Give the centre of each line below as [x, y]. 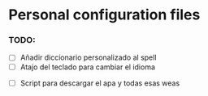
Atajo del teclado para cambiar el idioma [88, 67]
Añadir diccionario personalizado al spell [88, 57]
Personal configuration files [104, 15]
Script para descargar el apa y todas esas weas [100, 83]
